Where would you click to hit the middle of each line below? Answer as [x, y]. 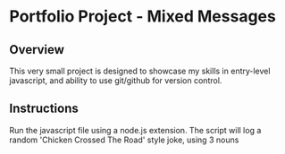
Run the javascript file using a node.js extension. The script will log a [135, 130]
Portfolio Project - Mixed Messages [143, 17]
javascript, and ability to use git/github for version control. [116, 81]
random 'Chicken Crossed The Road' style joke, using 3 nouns [124, 140]
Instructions [44, 109]
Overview [37, 50]
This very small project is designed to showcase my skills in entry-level [140, 71]
